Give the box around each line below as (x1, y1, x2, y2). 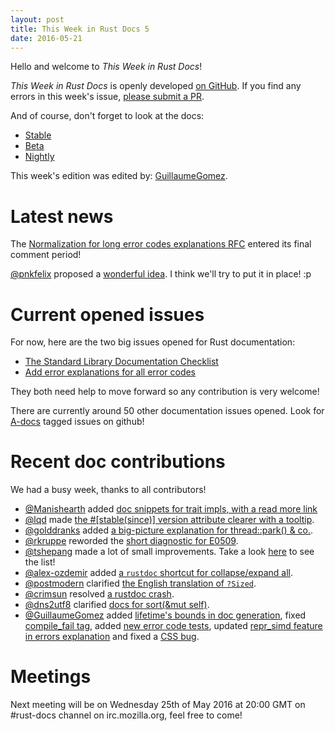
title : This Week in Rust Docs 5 (10, 24, 150, 34)
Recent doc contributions (10, 451, 226, 473)
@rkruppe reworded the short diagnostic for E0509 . (24, 535, 239, 547)
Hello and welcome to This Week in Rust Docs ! (10, 61, 203, 73)
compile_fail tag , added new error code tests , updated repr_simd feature (24, 620, 323, 632)
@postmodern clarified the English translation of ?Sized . (24, 577, 257, 590)
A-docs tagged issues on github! (10, 416, 145, 428)
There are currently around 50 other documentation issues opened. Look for (10, 405, 325, 417)
